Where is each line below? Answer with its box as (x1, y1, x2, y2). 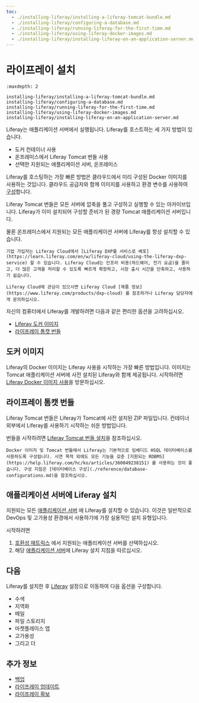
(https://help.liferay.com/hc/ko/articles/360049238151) (6, 460, 150, 466)
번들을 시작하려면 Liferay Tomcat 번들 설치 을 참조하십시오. (6, 434, 142, 442)
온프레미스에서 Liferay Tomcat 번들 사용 (14, 153, 108, 160)
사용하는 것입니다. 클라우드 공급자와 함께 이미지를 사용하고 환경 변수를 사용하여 (6, 180, 188, 187)
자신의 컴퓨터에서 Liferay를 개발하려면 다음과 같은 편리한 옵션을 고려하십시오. (6, 308, 184, 315)
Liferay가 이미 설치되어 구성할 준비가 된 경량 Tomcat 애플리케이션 (18, 208, 171, 215)
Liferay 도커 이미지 (14, 320, 59, 327)
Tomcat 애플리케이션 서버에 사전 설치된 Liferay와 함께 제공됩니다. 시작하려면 (6, 371, 184, 378)
